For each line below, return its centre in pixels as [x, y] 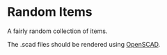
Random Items [50, 12]
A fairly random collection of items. [57, 31]
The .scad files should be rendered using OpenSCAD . [84, 44]
